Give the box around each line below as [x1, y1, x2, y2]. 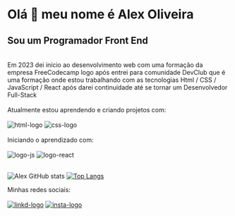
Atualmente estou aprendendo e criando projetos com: [7, 106, 167, 114]
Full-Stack [7, 91, 37, 99]
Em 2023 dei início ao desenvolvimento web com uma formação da [7, 61, 203, 69]
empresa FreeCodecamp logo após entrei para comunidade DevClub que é [7, 68, 226, 76]
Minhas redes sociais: [7, 186, 71, 193]
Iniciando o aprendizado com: [7, 136, 94, 144]
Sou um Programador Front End [7, 35, 148, 47]
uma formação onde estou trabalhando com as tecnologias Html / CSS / [7, 76, 217, 84]
